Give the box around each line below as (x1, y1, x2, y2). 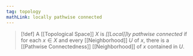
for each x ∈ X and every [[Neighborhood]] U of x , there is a (20, 37, 169, 44)
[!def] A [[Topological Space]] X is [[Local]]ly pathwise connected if (20, 30, 187, 37)
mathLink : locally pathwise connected (6, 14, 102, 20)
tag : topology (6, 8, 42, 15)
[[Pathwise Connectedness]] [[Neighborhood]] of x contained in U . (20, 42, 185, 50)
